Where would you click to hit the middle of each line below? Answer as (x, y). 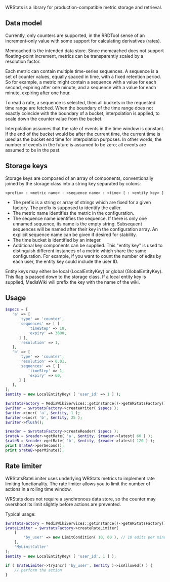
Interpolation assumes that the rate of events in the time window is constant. (85, 128)
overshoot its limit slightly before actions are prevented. (63, 504)
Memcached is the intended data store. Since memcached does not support (85, 51)
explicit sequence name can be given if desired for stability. (75, 235)
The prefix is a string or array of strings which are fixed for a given (82, 202)
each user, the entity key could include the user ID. (66, 261)
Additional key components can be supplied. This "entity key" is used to (88, 245)
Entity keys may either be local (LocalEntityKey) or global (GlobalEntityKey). (84, 271)
